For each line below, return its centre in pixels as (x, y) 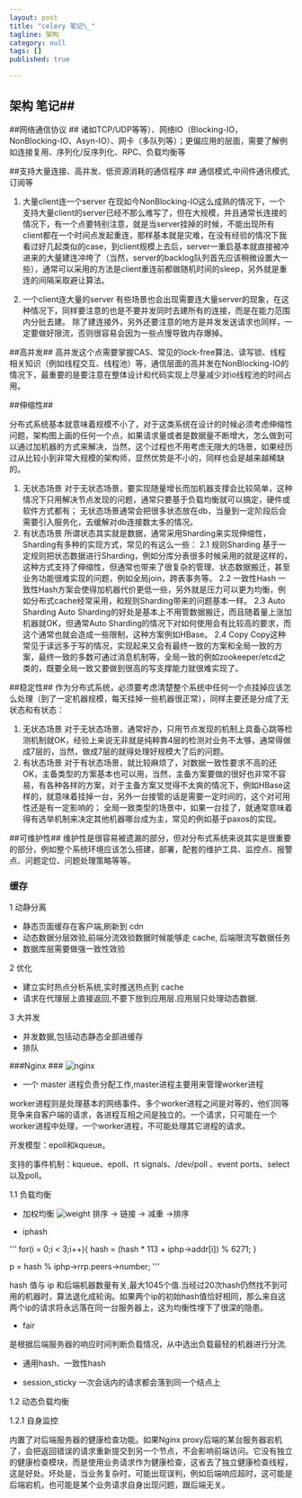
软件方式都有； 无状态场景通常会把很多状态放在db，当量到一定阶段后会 (154, 510)
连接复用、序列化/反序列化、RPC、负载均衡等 (101, 152)
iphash (35, 1232)
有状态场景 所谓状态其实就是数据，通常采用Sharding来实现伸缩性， (147, 533)
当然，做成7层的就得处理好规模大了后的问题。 (143, 751)
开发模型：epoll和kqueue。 (60, 1145)
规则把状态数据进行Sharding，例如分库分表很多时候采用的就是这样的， (161, 555)
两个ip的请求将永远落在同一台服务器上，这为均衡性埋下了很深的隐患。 (138, 1308)
